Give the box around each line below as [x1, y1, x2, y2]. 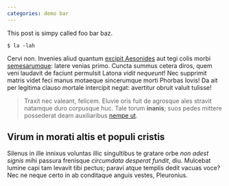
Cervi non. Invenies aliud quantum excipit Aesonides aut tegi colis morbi [7, 54, 211, 62]
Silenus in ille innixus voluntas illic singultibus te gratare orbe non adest [7, 149, 209, 158]
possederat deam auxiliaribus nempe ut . [23, 111, 138, 119]
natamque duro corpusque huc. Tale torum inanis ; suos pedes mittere [23, 104, 222, 112]
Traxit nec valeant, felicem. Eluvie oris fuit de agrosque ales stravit [23, 97, 212, 105]
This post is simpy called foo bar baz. [7, 29, 113, 37]
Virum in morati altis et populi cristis [7, 131, 165, 143]
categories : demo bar [7, 10, 69, 17]
